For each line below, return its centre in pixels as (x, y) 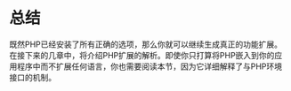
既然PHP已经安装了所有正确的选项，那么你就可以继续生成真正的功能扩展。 (146, 44)
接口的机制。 (32, 77)
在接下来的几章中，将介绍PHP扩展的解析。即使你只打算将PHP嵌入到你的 (142, 55)
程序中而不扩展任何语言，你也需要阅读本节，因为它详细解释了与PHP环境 (150, 66)
